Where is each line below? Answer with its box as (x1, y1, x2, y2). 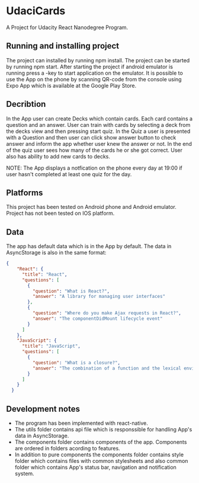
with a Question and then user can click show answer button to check (6, 134, 176, 141)
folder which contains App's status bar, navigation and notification (14, 464, 176, 471)
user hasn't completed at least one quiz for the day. (6, 170, 132, 177)
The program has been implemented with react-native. (14, 420, 148, 427)
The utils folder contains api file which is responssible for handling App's (14, 426, 192, 433)
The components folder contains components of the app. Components (14, 438, 187, 446)
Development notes (6, 403, 80, 414)
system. (14, 470, 34, 477)
